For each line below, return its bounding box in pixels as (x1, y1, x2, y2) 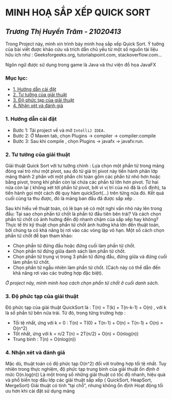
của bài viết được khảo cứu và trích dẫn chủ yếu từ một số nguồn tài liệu (5, 46, 158, 52)
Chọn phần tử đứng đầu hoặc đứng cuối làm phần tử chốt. (12, 242, 136, 248)
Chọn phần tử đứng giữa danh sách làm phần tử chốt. (12, 248, 126, 254)
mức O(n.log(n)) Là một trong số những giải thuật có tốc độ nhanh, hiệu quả (5, 372, 166, 378)
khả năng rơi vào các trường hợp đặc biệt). (12, 269, 103, 276)
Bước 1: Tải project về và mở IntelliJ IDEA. (12, 127, 106, 133)
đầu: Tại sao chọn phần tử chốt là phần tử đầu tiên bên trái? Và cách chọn (5, 210, 161, 217)
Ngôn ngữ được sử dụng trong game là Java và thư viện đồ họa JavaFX (5, 62, 157, 68)
